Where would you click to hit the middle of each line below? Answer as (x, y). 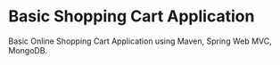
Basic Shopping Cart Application (132, 16)
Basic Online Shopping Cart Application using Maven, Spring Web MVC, (140, 41)
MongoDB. (28, 50)
